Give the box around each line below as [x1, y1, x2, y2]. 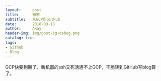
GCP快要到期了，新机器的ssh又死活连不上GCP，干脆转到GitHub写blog [5, 64, 152, 70]
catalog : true [5, 36, 35, 41]
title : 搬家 [5, 12, 40, 17]
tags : [5, 40, 17, 45]
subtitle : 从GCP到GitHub [5, 17, 60, 22]
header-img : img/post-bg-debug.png [5, 31, 80, 36]
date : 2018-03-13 [5, 21, 55, 27]
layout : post [5, 7, 42, 13]
